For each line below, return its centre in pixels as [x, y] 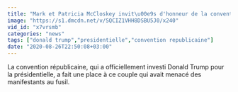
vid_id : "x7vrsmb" [34, 27]
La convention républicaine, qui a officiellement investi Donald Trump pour [116, 67]
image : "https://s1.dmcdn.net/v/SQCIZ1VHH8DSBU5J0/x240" [93, 21]
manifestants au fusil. [39, 82]
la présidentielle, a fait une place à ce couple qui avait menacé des [104, 74]
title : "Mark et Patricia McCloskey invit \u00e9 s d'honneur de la [107, 14]
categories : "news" [36, 34]
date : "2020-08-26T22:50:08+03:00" [60, 47]
